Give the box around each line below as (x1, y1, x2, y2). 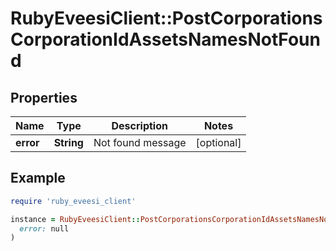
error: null (19, 223, 70, 234)
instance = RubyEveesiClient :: (10, 214, 141, 224)
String (53, 136, 84, 149)
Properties (10, 89, 78, 106)
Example (10, 170, 66, 187)
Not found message (93, 136, 187, 149)
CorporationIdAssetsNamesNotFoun (10, 28, 321, 51)
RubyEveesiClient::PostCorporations (10, 7, 323, 30)
